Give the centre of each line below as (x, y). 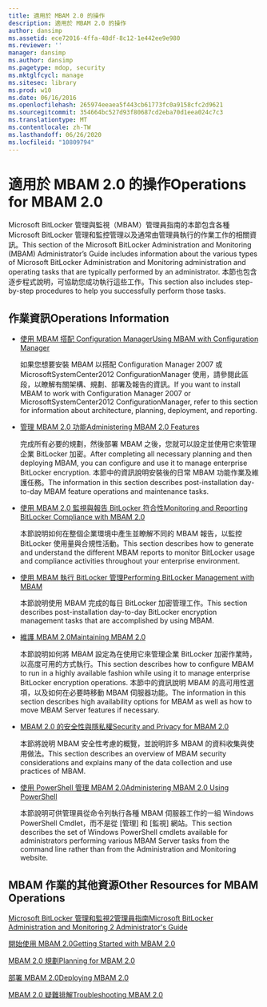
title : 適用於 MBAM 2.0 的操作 (57, 16)
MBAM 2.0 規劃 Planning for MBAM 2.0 (72, 961)
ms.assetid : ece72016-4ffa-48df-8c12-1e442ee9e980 (94, 38)
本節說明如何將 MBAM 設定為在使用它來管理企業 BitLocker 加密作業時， (138, 654)
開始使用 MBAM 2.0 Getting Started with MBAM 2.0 (92, 944)
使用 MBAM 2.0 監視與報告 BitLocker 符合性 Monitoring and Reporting (133, 508)
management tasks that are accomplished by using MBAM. (117, 620)
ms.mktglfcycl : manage (46, 75)
